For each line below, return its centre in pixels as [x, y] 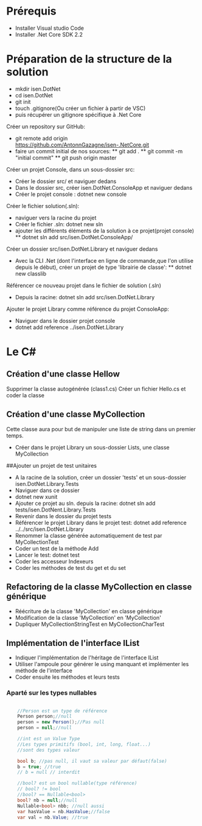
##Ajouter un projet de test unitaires [52, 465]
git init [23, 102]
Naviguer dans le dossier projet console [65, 321]
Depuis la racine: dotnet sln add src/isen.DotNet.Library [85, 297]
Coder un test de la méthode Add [57, 548]
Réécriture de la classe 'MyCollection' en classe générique [89, 611]
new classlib [31, 273]
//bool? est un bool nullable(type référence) [77, 783]
